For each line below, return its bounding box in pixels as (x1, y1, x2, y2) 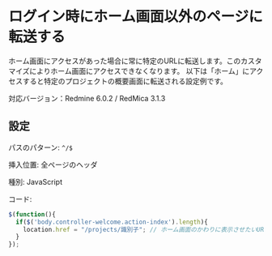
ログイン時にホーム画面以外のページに (8, 7, 263, 26)
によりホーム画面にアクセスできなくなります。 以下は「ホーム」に (29, 66, 250, 75)
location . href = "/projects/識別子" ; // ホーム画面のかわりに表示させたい (23, 225, 257, 233)
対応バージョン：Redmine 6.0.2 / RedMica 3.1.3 (8, 93, 166, 103)
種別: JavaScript (8, 177, 63, 186)
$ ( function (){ (8, 210, 57, 219)
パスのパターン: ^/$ (8, 143, 73, 152)
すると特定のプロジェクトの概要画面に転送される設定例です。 (22, 76, 228, 86)
